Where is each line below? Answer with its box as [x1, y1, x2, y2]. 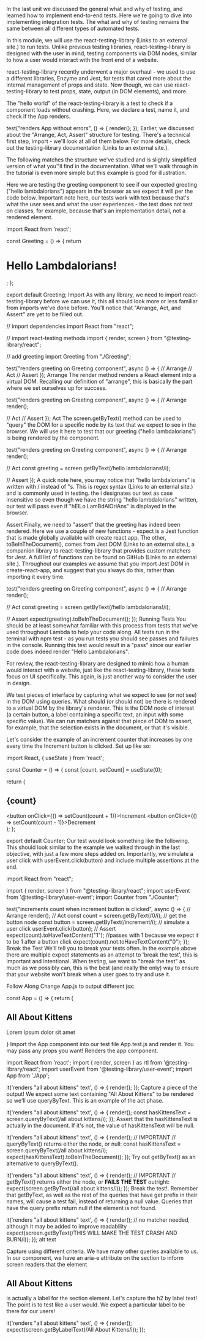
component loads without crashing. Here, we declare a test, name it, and [6, 106, 190, 113]
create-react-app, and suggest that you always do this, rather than [6, 566, 174, 573]
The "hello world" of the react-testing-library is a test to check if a [6, 99, 173, 107]
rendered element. [6, 214, 53, 220]
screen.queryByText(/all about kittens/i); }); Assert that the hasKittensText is [6, 1115, 198, 1122]
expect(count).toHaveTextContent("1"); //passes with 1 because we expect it [6, 931, 199, 939]
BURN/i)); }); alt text [6, 1235, 56, 1243]
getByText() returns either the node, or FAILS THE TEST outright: [6, 1178, 170, 1186]
